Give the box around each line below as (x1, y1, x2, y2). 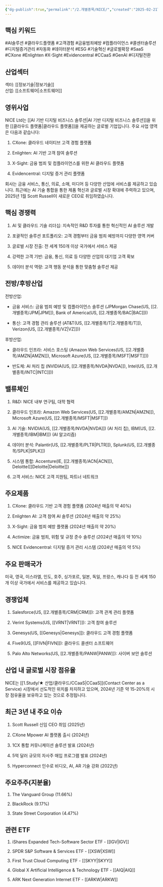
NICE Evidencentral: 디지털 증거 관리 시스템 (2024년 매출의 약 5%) (12, 544, 141, 550)
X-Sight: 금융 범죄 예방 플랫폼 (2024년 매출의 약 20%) (12, 523, 116, 530)
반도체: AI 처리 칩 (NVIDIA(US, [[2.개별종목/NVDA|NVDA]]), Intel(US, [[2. (12, 363, 154, 369)
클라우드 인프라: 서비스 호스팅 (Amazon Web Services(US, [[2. (12, 347, 133, 352)
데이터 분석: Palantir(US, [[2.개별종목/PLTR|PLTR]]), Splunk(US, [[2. (12, 442, 144, 448)
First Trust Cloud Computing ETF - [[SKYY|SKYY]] (12, 858, 113, 864)
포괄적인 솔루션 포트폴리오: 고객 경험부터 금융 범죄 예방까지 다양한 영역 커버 (12, 233, 155, 239)
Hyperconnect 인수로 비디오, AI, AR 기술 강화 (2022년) (12, 763, 118, 768)
